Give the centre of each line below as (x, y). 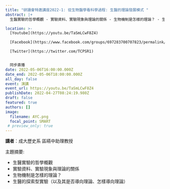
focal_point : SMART (30, 121)
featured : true (21, 103)
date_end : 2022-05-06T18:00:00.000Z (44, 74)
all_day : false (21, 79)
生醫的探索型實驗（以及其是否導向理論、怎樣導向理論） (70, 181)
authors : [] (18, 107)
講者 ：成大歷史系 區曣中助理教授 (39, 141)
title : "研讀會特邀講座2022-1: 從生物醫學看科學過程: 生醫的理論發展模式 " (77, 10)
